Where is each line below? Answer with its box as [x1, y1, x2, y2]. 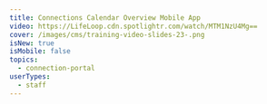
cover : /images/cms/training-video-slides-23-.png [9, 30, 205, 39]
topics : [9, 55, 39, 64]
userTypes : [9, 72, 51, 81]
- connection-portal [17, 64, 95, 73]
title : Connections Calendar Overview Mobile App [9, 13, 202, 23]
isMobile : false [9, 47, 71, 56]
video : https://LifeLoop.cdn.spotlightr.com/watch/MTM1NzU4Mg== [9, 22, 258, 31]
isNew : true [9, 38, 54, 48]
